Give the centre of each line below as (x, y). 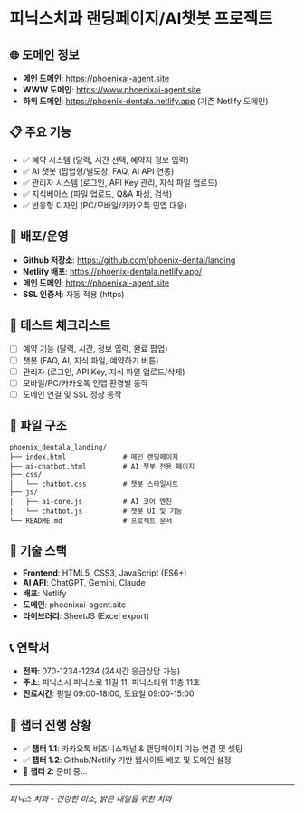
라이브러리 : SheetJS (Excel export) (86, 616)
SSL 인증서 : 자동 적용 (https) (73, 294)
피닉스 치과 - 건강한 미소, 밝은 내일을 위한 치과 (90, 799)
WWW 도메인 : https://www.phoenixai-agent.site (112, 90)
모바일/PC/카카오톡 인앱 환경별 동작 (85, 382)
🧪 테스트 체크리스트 (60, 326)
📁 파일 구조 (38, 426)
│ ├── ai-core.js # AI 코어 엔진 (91, 501)
